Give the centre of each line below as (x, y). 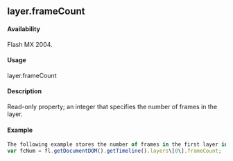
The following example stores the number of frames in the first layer (113, 144)
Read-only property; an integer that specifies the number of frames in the (112, 107)
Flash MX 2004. (30, 44)
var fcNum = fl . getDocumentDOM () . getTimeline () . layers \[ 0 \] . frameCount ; (114, 151)
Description (25, 91)
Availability (24, 29)
